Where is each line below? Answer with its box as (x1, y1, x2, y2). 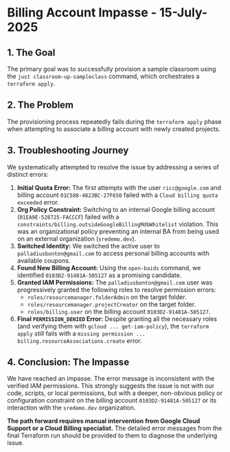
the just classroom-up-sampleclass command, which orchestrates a (7, 72, 200, 80)
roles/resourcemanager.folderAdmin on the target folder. (27, 293, 187, 301)
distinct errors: (7, 170, 49, 178)
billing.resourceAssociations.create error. (16, 336, 142, 344)
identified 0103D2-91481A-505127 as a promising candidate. (16, 271, 182, 279)
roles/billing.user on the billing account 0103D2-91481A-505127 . (27, 307, 211, 316)
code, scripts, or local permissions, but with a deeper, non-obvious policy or (7, 389, 223, 397)
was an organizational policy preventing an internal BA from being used (16, 227, 220, 235)
